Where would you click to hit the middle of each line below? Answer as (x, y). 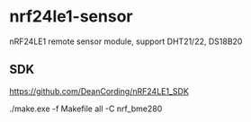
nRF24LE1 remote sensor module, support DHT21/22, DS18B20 (126, 41)
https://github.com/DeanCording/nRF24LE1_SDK (99, 91)
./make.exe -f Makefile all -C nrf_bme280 (86, 109)
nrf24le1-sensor (71, 17)
